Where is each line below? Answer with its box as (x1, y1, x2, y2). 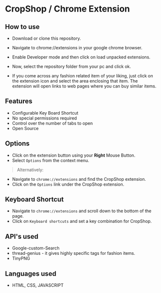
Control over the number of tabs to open (12, 120, 93, 126)
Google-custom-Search (12, 245, 60, 251)
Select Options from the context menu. (12, 157, 90, 163)
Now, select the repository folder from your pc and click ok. (12, 64, 131, 69)
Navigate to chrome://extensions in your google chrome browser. (12, 45, 143, 50)
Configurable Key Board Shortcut (12, 110, 79, 116)
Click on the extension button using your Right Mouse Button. (12, 152, 136, 158)
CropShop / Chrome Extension (5, 3, 130, 15)
